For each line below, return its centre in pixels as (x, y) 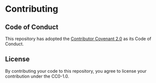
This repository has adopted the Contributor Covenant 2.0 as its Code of (78, 39)
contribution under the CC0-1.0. (37, 76)
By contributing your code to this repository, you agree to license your (76, 71)
